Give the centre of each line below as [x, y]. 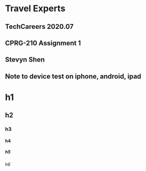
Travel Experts [35, 9]
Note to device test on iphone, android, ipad [73, 76]
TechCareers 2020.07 [39, 27]
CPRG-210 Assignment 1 [43, 43]
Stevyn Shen [25, 60]
